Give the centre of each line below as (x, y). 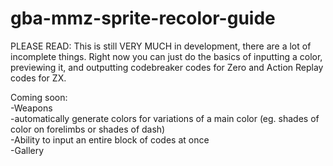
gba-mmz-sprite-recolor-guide (143, 18)
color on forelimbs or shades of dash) (88, 129)
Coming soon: (39, 97)
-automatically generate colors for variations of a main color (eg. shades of (165, 118)
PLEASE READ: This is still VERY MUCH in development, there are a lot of (161, 46)
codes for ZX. (38, 78)
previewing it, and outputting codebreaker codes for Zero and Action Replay (167, 67)
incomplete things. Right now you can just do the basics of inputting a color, (166, 56)
